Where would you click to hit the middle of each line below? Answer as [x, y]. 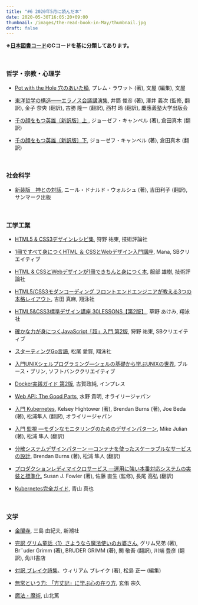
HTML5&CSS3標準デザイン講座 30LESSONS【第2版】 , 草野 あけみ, [96, 312]
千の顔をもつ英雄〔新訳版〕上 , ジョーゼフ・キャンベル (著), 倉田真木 [98, 120]
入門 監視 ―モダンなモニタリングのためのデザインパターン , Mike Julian [101, 429]
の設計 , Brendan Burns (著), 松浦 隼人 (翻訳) [67, 456]
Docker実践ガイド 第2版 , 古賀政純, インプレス [70, 384]
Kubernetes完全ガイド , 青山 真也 [54, 489]
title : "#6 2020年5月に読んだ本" [44, 12]
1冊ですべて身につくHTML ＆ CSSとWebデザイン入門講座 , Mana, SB [97, 252]
